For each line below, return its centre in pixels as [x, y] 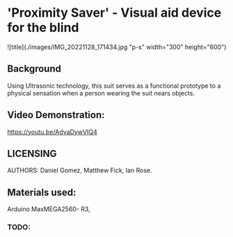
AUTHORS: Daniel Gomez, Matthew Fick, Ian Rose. [80, 170]
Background [34, 69]
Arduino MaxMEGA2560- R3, [49, 209]
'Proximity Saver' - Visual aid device [114, 13]
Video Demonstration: [56, 115]
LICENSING [32, 154]
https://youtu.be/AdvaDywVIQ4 [52, 132]
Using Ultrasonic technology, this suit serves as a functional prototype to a [114, 86]
